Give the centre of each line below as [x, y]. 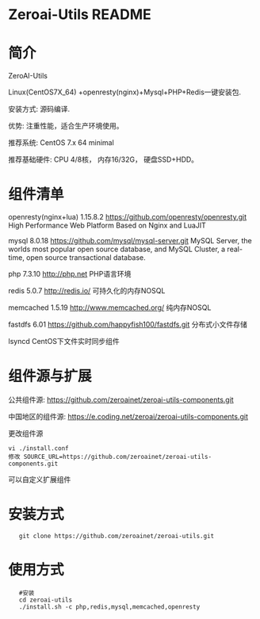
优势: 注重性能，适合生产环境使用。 [66, 126]
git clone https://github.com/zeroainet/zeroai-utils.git [117, 536]
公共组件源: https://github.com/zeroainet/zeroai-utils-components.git [121, 399]
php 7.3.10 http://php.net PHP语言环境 [70, 274]
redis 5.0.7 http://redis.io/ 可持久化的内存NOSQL [87, 291]
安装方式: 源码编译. [39, 109]
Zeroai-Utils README [80, 15]
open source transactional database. [86, 258]
